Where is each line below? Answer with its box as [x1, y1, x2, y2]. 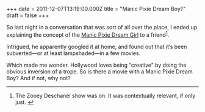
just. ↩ [15, 98, 34, 106]
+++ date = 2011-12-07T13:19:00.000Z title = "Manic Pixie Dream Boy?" [6, 6, 186, 12]
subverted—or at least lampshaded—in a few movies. [6, 49, 141, 57]
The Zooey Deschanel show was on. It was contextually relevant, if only [15, 92, 196, 99]
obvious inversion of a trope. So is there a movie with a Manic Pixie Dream [6, 67, 193, 75]
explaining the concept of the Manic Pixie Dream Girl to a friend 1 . [6, 30, 170, 39]
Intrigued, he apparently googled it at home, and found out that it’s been [6, 43, 187, 50]
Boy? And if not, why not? [6, 74, 71, 81]
